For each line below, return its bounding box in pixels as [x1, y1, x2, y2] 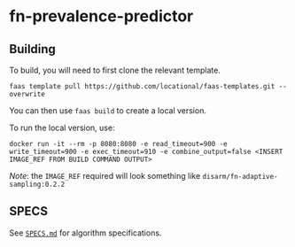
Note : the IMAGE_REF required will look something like [9, 171, 201, 181]
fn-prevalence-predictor [9, 6, 194, 27]
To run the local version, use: [9, 122, 115, 133]
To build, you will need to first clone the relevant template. [9, 65, 221, 75]
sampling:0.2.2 [9, 180, 66, 189]
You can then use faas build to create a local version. [9, 105, 206, 116]
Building [9, 42, 56, 57]
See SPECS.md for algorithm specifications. [9, 228, 162, 238]
